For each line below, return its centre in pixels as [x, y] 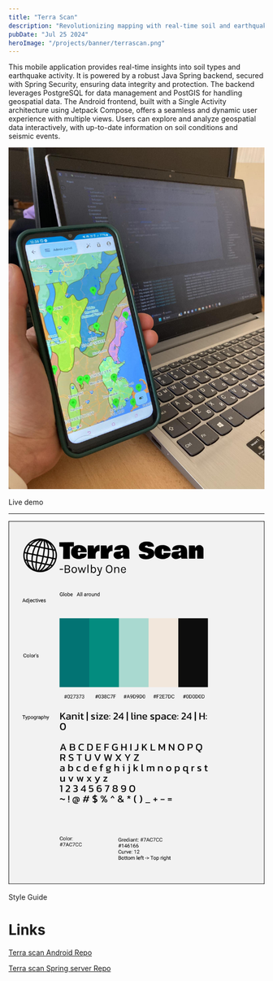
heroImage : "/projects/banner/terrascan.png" [87, 43]
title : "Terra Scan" [43, 17]
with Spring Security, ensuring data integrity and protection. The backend [132, 85]
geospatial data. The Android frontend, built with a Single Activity [117, 102]
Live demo [26, 502]
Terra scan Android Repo [50, 953]
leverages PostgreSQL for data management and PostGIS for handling [126, 93]
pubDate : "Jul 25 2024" [49, 34]
